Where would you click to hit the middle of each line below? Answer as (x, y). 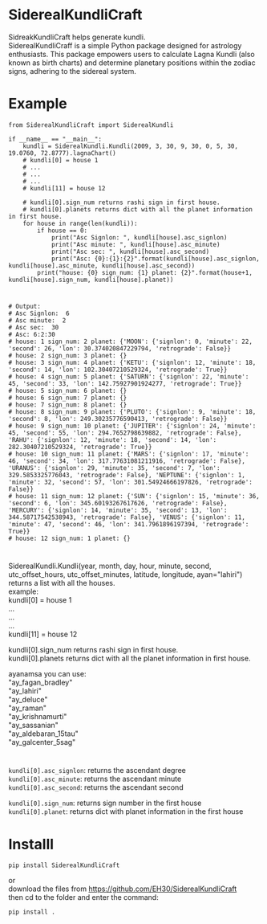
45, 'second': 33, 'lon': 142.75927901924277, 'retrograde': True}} (125, 384)
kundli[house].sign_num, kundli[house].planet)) (91, 280)
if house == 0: (63, 231)
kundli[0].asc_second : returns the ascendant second (96, 787)
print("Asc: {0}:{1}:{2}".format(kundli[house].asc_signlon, (156, 259)
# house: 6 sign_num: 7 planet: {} (68, 398)
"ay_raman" (27, 708)
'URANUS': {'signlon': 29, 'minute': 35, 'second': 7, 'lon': (114, 468)
